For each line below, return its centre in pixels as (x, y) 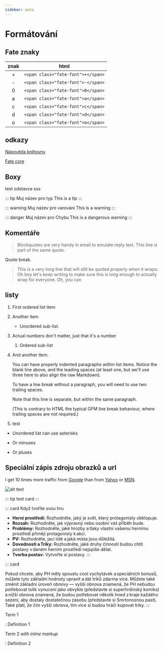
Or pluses (22, 452)
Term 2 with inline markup (31, 634)
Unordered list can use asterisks (45, 433)
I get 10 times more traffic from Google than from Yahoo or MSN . (70, 479)
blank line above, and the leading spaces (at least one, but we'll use (81, 369)
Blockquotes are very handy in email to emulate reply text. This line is (87, 245)
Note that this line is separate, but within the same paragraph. (75, 399)
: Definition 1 (18, 624)
